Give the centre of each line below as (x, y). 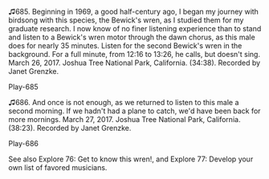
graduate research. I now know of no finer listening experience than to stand (135, 28)
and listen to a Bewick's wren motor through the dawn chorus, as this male (132, 37)
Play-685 (23, 87)
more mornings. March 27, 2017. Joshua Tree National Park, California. (124, 119)
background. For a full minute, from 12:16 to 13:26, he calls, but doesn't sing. (134, 54)
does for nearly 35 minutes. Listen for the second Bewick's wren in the (125, 46)
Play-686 (23, 143)
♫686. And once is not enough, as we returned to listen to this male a (124, 102)
